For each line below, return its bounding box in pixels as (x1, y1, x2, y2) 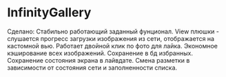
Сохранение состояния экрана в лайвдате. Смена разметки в (7, 56, 190, 64)
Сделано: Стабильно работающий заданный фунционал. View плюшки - (7, 27, 219, 35)
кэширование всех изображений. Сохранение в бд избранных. (7, 49, 193, 57)
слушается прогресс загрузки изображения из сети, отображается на (7, 34, 215, 42)
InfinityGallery (7, 5, 92, 20)
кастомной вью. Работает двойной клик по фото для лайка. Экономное (7, 42, 218, 50)
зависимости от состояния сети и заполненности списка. (7, 63, 178, 72)
